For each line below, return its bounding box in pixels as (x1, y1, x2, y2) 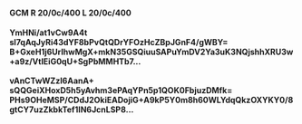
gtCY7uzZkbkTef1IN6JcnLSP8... (9, 104, 134, 115)
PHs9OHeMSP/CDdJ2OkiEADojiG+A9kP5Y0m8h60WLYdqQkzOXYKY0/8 (9, 95, 294, 106)
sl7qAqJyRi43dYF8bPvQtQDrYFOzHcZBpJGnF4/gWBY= (9, 37, 229, 48)
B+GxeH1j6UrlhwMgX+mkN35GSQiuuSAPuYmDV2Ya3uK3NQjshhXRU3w (9, 46, 294, 58)
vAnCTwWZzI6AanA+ (9, 75, 94, 86)
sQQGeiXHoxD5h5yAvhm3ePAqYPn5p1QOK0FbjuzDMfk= (9, 85, 233, 96)
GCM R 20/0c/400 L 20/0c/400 (9, 7, 132, 18)
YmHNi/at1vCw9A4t (9, 27, 88, 38)
